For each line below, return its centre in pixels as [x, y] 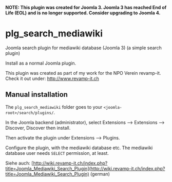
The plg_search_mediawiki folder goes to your [54, 107]
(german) [100, 174]
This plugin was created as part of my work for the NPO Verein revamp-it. [83, 73]
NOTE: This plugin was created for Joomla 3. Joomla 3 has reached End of [86, 7]
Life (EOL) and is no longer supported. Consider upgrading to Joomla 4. [83, 13]
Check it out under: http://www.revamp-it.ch [52, 78]
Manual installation [37, 95]
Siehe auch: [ [19, 163]
